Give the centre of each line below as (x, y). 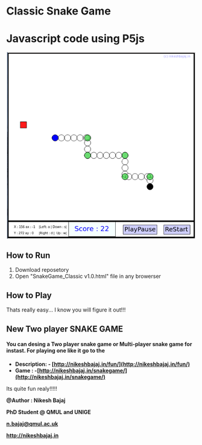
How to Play (29, 295)
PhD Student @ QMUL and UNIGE (49, 412)
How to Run (28, 255)
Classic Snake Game (59, 11)
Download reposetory (42, 270)
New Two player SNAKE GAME (65, 329)
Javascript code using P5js (75, 39)
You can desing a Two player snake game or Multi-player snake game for (99, 344)
